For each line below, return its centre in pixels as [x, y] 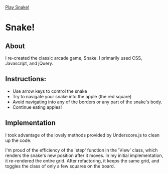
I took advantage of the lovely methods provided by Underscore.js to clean [82, 135]
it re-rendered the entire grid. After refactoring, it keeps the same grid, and [82, 160]
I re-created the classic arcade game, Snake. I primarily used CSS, [74, 58]
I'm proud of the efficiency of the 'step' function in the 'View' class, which [81, 150]
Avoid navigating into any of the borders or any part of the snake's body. [87, 102]
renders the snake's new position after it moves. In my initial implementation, [84, 155]
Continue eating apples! [37, 107]
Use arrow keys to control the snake [50, 91]
